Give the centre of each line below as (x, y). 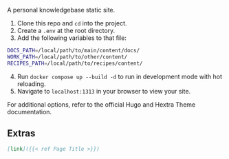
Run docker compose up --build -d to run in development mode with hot (119, 76)
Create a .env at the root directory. (66, 31)
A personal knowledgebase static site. (61, 10)
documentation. (30, 112)
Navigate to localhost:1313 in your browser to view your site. (104, 91)
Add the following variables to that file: (72, 38)
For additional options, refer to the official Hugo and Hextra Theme (101, 104)
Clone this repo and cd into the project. (72, 23)
